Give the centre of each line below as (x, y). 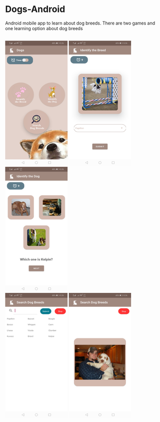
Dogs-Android (35, 9)
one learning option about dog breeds (44, 28)
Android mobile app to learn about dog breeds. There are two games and (80, 23)
